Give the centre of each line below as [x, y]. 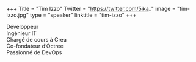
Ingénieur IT [21, 33]
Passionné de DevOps [34, 52]
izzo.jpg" [18, 15]
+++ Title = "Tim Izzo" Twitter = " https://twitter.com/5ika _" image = [91, 9]
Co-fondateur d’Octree [35, 46]
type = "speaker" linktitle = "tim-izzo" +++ [83, 15]
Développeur [23, 27]
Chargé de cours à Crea [37, 39]
